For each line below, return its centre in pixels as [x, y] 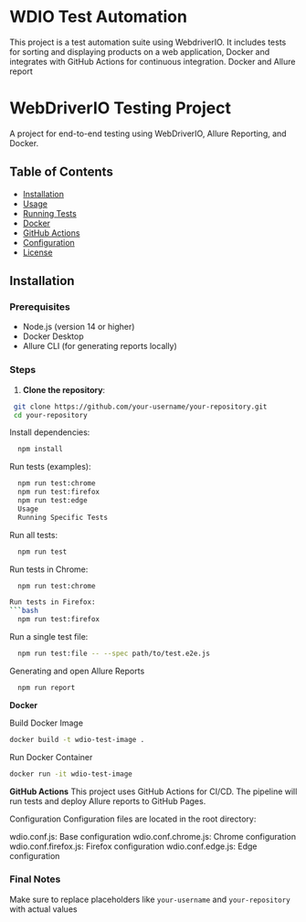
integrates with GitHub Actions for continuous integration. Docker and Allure [153, 61]
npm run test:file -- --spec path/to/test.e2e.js [114, 654]
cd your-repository [51, 415]
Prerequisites [40, 307]
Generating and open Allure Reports [77, 671]
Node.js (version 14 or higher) [79, 327]
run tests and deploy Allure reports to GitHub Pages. [108, 800]
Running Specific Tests [63, 517]
